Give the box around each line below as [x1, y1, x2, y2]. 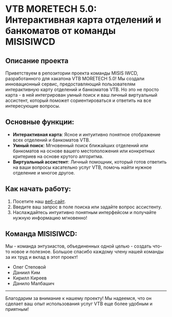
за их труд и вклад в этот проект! [5, 254, 78, 260]
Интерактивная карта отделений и [5, 14, 161, 26]
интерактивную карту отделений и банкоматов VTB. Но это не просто [5, 86, 159, 93]
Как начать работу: [5, 185, 71, 193]
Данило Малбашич [12, 280, 55, 287]
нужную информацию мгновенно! [12, 215, 88, 221]
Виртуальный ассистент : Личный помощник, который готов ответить [12, 158, 167, 165]
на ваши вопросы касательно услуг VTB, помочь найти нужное [12, 164, 152, 170]
